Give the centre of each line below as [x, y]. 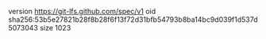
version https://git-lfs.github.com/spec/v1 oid [82, 11]
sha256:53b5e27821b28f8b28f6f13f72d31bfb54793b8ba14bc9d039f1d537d [133, 19]
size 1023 [55, 28]
